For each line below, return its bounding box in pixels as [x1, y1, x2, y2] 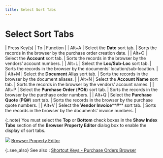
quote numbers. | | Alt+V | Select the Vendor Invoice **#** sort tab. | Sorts [5, 102, 156, 108]
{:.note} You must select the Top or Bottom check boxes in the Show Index [5, 117, 158, 123]
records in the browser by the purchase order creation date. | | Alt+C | [5, 50, 147, 56]
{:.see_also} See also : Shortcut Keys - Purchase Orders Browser [5, 147, 136, 153]
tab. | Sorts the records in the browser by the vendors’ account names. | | [5, 81, 154, 87]
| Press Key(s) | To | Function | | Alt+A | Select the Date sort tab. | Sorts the [5, 45, 157, 51]
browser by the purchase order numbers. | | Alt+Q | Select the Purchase [5, 92, 152, 97]
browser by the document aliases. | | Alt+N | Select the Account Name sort [5, 76, 158, 82]
